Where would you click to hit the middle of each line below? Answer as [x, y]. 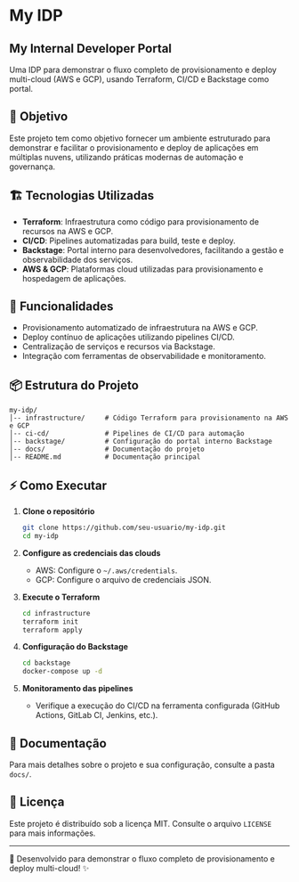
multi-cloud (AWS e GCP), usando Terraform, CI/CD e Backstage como [139, 79]
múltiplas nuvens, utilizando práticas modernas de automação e [126, 157]
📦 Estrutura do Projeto [74, 385]
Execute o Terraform [61, 597]
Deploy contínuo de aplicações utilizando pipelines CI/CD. [129, 337]
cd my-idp [40, 535]
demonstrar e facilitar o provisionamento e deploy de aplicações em [134, 147]
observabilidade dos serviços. [77, 259]
